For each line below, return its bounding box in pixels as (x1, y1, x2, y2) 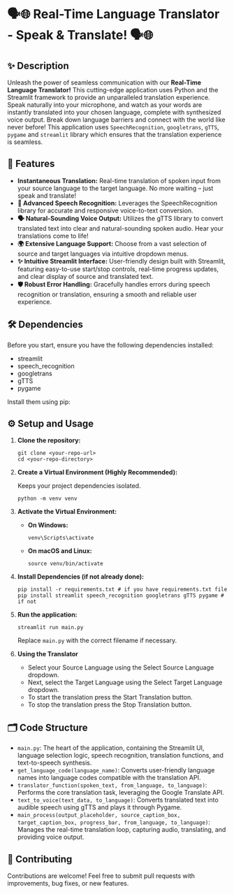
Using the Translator (17, 650, 79, 658)
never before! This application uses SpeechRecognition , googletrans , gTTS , (7, 123, 219, 131)
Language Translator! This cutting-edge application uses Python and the (7, 86, 219, 94)
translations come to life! (17, 231, 89, 240)
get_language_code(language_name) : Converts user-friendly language (17, 766, 215, 774)
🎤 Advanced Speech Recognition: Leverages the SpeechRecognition (17, 199, 218, 207)
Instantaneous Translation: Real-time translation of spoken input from (17, 176, 221, 185)
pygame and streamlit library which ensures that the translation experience (7, 131, 222, 138)
